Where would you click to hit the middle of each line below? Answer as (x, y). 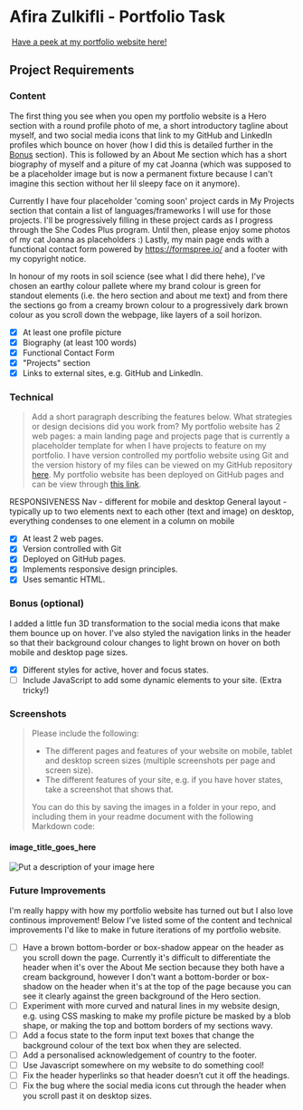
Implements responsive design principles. (100, 569)
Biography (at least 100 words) (80, 343)
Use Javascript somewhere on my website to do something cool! (143, 1066)
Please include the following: (85, 734)
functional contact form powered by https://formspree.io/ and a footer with (149, 249)
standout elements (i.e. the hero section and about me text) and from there (148, 295)
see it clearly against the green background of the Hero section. (142, 996)
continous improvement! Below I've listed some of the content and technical (151, 920)
